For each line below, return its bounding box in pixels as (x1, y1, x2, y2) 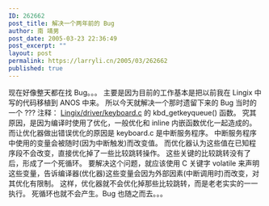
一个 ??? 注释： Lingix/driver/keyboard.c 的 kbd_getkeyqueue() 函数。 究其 (8, 107, 257, 117)
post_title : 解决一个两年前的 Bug (8, 19, 115, 27)
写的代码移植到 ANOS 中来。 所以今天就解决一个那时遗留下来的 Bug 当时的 (8, 98, 257, 107)
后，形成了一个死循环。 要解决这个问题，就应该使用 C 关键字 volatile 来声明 (8, 158, 260, 168)
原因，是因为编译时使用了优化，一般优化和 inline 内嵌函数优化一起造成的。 (8, 118, 257, 128)
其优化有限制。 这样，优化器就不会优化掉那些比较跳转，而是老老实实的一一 (8, 179, 258, 188)
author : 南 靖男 (8, 27, 60, 35)
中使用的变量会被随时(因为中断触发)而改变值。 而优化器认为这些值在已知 (8, 138, 250, 148)
